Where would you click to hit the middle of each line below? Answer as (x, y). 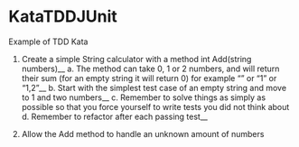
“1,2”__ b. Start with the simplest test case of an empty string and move (154, 87)
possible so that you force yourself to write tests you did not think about (155, 106)
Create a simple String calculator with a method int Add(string (136, 59)
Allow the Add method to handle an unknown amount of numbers (143, 133)
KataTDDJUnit (63, 17)
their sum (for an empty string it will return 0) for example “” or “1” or (149, 78)
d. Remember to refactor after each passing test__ (115, 116)
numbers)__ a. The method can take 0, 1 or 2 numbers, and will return (150, 69)
